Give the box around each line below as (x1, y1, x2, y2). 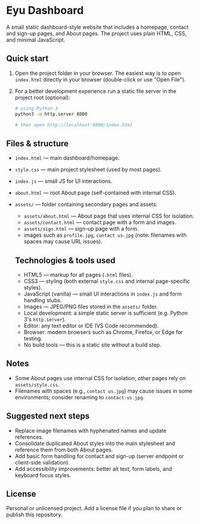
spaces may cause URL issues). (23, 238, 103, 245)
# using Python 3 (14, 106, 59, 112)
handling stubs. (23, 297, 62, 303)
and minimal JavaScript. (6, 36, 66, 43)
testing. (23, 335, 43, 342)
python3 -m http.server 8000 (14, 111, 88, 117)
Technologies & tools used (14, 255, 116, 266)
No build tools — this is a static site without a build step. (23, 341, 162, 348)
